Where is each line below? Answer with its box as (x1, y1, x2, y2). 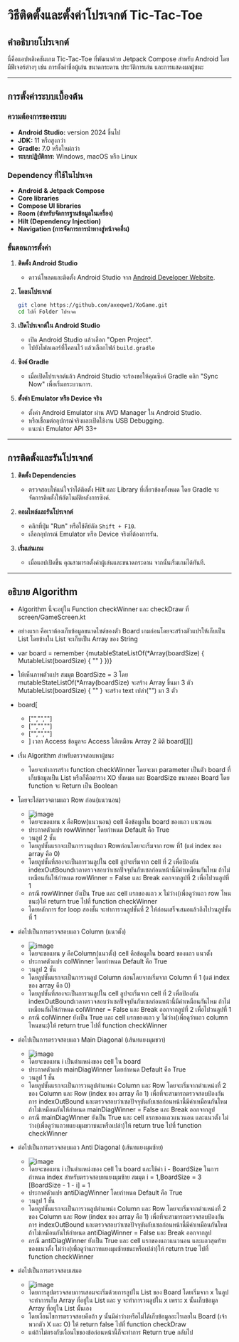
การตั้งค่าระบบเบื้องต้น (7, 90, 83, 102)
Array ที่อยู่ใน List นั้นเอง (28, 1304, 92, 1312)
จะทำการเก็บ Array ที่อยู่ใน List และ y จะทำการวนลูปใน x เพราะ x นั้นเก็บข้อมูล (28, 1296, 218, 1304)
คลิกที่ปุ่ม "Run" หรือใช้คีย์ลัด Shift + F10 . (28, 522, 137, 530)
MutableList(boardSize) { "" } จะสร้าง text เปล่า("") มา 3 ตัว (17, 686, 178, 694)
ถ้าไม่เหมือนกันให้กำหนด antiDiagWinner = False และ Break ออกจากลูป (28, 1228, 212, 1237)
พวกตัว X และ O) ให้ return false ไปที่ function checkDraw (28, 1320, 186, 1328)
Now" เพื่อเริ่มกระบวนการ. (28, 380, 92, 389)
